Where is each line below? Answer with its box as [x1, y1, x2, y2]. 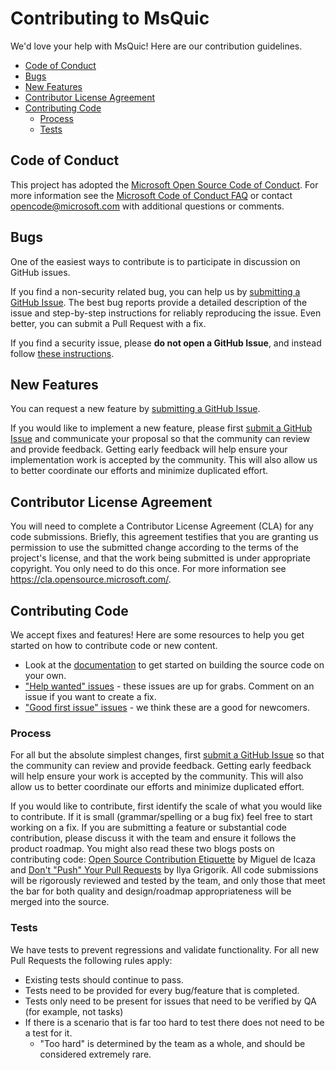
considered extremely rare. [39, 1048, 152, 1060]
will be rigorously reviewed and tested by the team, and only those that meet [10, 875, 326, 887]
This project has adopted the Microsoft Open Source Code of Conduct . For [10, 178, 319, 191]
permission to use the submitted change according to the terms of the [10, 542, 299, 554]
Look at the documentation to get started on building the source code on [24, 659, 325, 671]
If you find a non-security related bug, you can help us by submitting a [10, 285, 301, 297]
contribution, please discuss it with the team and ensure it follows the [10, 832, 297, 844]
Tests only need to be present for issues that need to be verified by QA [24, 995, 317, 1007]
